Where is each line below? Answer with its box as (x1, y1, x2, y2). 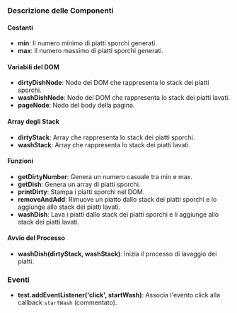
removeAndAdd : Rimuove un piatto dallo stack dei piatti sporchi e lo (17, 195, 217, 203)
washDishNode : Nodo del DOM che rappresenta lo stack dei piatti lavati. (17, 93, 230, 102)
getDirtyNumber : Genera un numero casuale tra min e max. (17, 172, 193, 181)
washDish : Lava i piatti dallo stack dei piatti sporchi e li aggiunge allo (17, 210, 219, 218)
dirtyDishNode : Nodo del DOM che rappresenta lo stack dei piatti (17, 79, 210, 87)
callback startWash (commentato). (17, 298, 117, 307)
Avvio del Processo (7, 234, 66, 242)
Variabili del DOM (7, 62, 60, 71)
